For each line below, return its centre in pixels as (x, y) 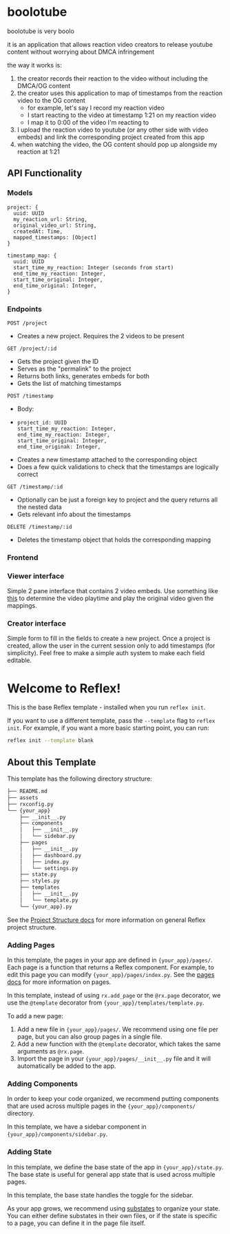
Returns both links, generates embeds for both (83, 376)
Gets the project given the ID (57, 361)
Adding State (30, 1152)
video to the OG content (51, 100)
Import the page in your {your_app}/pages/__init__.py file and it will (114, 1058)
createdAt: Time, (38, 232)
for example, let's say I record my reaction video (96, 107)
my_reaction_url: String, (51, 219)
